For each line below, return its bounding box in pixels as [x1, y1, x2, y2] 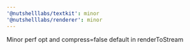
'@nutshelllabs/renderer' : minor [6, 16, 103, 23]
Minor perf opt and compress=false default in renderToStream [6, 35, 184, 43]
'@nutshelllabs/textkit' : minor [6, 10, 99, 17]
